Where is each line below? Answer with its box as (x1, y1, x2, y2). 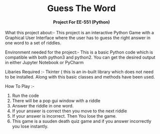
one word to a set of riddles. (5, 40, 62, 46)
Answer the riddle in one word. (12, 103, 74, 109)
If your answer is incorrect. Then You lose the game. (12, 113, 117, 119)
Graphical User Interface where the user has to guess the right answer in (5, 35, 151, 41)
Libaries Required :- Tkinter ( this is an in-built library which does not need (5, 69, 154, 75)
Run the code (12, 93, 39, 99)
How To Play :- (5, 83, 35, 89)
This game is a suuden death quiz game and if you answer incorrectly (12, 119, 152, 124)
